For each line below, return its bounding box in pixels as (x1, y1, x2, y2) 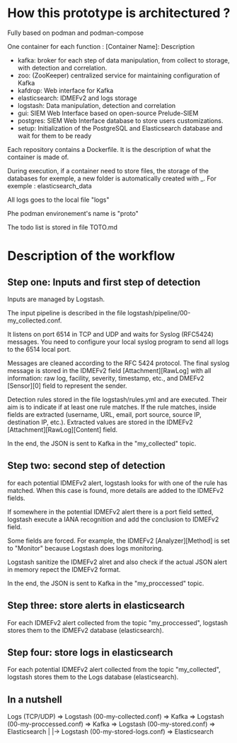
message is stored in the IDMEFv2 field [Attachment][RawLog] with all (7, 366, 212, 374)
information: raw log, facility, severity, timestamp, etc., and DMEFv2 (7, 374, 204, 382)
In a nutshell (7, 693, 62, 705)
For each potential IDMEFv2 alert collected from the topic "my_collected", (7, 666, 221, 674)
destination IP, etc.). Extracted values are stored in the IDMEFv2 (7, 418, 193, 426)
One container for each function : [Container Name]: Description (7, 42, 195, 50)
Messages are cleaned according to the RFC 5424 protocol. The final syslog (7, 359, 230, 367)
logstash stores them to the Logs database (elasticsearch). (7, 673, 179, 681)
